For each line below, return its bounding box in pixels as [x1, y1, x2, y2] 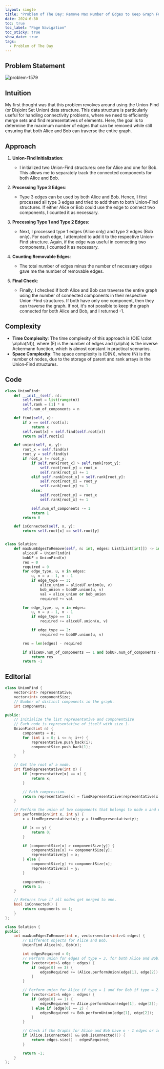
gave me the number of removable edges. [19, 268, 104, 274]
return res [31, 654, 54, 659]
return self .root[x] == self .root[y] [22, 528, 99, 534]
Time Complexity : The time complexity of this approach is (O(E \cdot [12, 335, 152, 341]
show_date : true [5, 35, 38, 40]
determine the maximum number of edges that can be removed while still [5, 123, 152, 129]
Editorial [5, 672, 31, 681]
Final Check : [12, 278, 38, 284]
